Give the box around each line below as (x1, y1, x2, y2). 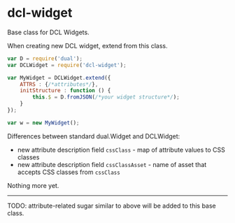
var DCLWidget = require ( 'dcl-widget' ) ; (7, 62, 127, 69)
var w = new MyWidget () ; (7, 119, 80, 127)
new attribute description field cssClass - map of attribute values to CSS (17, 145, 226, 154)
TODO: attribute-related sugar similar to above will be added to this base (7, 201, 217, 210)
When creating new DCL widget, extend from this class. (7, 41, 168, 50)
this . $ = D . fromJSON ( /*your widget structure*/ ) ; (32, 94, 180, 101)
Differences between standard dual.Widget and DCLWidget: (7, 131, 180, 141)
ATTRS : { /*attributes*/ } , (20, 80, 99, 88)
